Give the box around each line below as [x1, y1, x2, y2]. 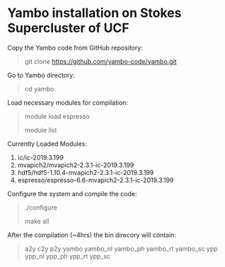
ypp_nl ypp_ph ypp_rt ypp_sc [24, 251, 111, 260]
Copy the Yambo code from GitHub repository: [7, 43, 143, 52]
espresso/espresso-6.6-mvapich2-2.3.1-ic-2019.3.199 [17, 176, 174, 184]
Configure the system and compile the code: [7, 189, 137, 198]
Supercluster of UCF [7, 20, 129, 36]
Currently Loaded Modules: [7, 140, 87, 148]
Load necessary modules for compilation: [7, 98, 129, 107]
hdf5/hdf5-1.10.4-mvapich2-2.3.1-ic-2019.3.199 [17, 168, 154, 176]
